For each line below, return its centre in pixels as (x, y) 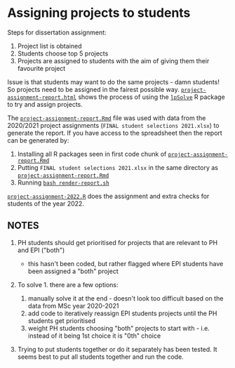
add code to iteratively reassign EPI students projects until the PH (122, 313)
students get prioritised (62, 320)
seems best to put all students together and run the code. (100, 357)
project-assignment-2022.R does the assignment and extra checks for (108, 196)
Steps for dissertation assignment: (57, 32)
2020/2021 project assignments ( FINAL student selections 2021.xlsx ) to (113, 125)
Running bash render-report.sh (63, 182)
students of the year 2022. (46, 203)
